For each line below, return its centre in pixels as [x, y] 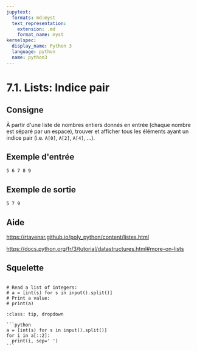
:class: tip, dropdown [35, 314]
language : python [34, 52]
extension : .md [36, 29]
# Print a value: [28, 298]
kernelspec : [21, 40]
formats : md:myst [34, 18]
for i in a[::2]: [28, 335]
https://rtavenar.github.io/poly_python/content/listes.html [78, 237]
